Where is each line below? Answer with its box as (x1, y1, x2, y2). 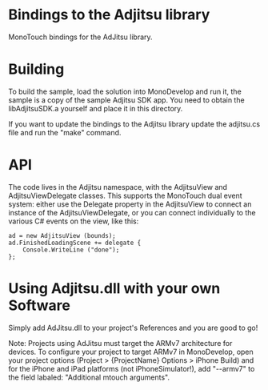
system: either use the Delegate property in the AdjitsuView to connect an (8, 199, 252, 209)
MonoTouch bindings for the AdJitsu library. (8, 32, 154, 42)
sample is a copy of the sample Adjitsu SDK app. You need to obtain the (8, 94, 246, 105)
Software (8, 296, 70, 314)
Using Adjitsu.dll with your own (8, 279, 221, 297)
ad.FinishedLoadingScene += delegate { (8, 239, 142, 247)
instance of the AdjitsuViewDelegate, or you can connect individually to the (8, 207, 256, 217)
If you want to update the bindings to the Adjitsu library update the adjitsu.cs (8, 119, 261, 129)
